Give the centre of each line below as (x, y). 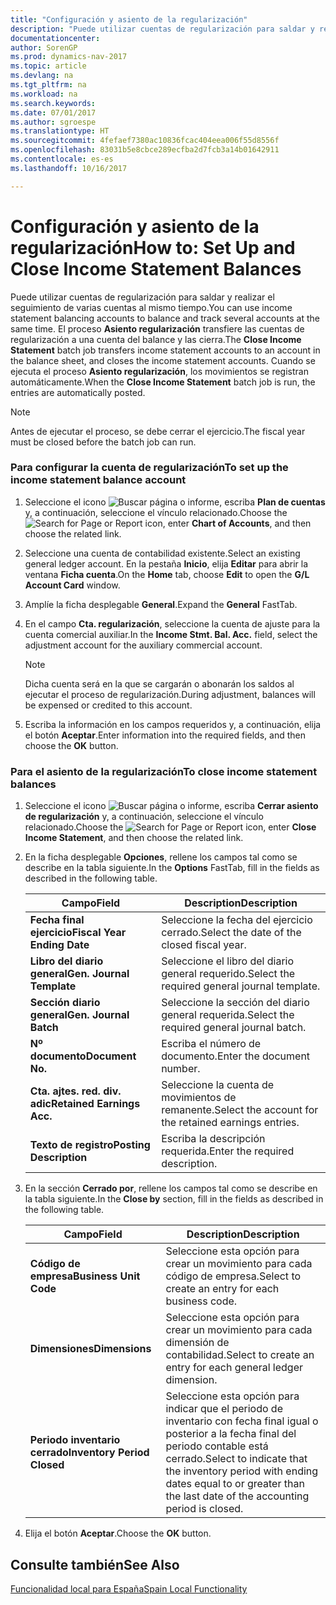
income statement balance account (98, 480)
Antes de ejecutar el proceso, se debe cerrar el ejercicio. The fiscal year (158, 431)
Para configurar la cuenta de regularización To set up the (149, 468)
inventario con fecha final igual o (242, 1421)
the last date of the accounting (237, 1496)
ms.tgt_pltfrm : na (48, 85)
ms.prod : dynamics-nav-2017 (69, 57)
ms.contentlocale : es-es (62, 159)
